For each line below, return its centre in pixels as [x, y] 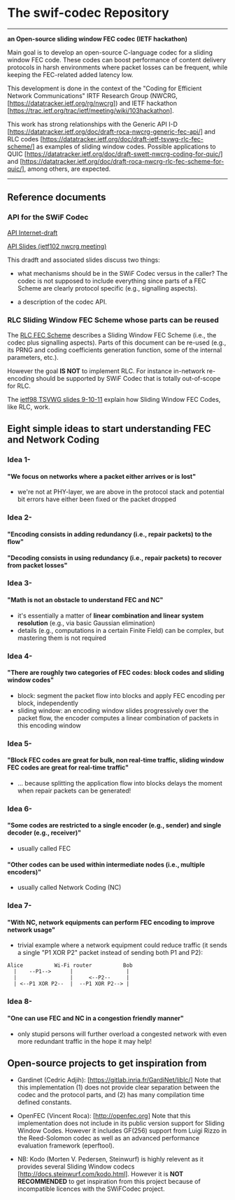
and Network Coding [54, 440]
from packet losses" [37, 565]
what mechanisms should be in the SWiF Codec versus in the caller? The [122, 273]
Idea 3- [20, 583]
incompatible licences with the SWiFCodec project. [91, 1189]
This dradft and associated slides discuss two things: [84, 260]
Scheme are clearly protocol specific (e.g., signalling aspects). [107, 288]
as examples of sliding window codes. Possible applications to [126, 146]
